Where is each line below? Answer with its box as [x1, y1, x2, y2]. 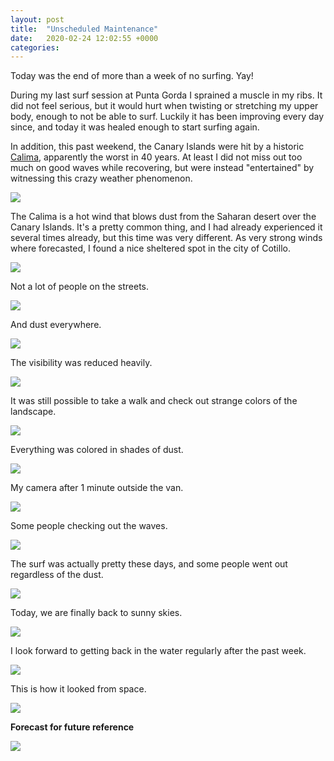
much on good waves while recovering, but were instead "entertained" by [10, 162, 315, 174]
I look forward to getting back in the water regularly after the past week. [10, 645, 307, 657]
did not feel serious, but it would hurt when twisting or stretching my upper [10, 100, 319, 112]
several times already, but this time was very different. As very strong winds [10, 232, 323, 244]
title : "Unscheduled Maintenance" [10, 24, 159, 34]
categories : [10, 42, 60, 53]
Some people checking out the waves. [10, 520, 168, 532]
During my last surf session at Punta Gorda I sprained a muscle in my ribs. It [10, 89, 323, 101]
